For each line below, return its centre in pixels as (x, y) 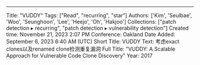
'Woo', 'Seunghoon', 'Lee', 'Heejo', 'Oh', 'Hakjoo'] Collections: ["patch (91, 22)
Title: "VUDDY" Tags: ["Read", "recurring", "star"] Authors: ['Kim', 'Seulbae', (99, 15)
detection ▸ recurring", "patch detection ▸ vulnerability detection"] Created (98, 28)
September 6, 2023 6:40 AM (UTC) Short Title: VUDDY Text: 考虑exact (93, 41)
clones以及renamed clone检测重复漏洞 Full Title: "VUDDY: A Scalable (91, 49)
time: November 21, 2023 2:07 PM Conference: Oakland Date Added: (91, 34)
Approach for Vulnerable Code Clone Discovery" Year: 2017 (79, 55)
